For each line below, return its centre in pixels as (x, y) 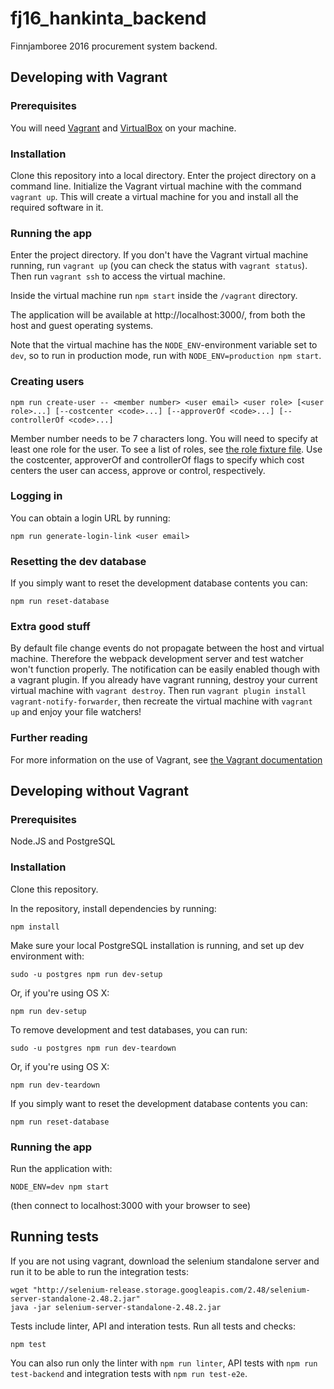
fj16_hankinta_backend (108, 18)
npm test (28, 1344)
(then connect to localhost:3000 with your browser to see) (131, 1205)
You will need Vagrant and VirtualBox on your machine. (123, 128)
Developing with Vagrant (89, 77)
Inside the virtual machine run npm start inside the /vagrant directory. (154, 296)
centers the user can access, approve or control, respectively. (138, 470)
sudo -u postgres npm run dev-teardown (93, 1048)
